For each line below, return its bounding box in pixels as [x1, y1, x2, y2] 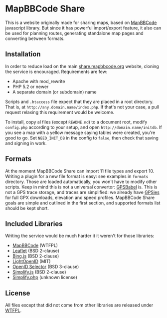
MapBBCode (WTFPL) [12, 242, 58, 248]
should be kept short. [5, 205, 49, 211]
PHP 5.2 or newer [12, 83, 49, 89]
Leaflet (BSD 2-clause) [12, 248, 60, 254]
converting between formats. [5, 35, 65, 41]
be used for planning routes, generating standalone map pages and [5, 30, 144, 36]
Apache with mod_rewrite [12, 78, 65, 84]
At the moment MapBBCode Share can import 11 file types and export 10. [5, 168, 155, 174]
